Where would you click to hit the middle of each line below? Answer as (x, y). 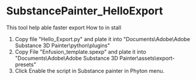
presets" (25, 64)
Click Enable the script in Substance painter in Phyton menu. (90, 70)
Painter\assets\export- (147, 58)
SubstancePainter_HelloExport (85, 11)
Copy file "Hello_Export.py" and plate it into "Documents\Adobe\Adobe (102, 39)
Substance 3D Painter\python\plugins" (62, 45)
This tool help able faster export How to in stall (64, 27)
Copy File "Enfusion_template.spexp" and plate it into (81, 51)
